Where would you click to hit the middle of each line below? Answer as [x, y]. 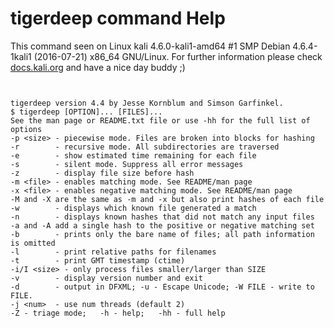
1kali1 [21, 56]
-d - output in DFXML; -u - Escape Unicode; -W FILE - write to [162, 287]
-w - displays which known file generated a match [133, 208]
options [26, 129]
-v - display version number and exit [106, 278]
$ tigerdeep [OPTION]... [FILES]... [86, 112]
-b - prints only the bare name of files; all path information [162, 234]
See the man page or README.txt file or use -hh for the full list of [160, 120]
